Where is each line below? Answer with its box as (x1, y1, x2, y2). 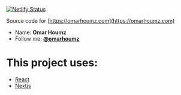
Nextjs (14, 82, 31, 89)
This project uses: (6, 56, 98, 70)
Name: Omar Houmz (14, 29, 67, 36)
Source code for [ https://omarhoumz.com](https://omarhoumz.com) (6, 17, 175, 24)
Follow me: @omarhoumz (14, 35, 80, 42)
